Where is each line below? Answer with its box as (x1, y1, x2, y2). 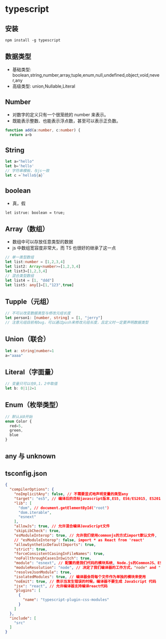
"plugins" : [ (14, 588, 41, 593)
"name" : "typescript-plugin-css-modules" (23, 597, 110, 602)
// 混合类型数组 (5, 273, 34, 278)
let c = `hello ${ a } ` (5, 173, 45, 178)
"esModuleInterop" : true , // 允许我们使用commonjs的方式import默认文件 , (14, 533, 157, 538)
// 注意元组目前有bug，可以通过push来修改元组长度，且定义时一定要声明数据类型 (5, 320, 149, 325)
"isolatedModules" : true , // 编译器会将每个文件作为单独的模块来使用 (14, 574, 146, 579)
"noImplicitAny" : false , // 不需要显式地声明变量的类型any (14, 492, 128, 497)
